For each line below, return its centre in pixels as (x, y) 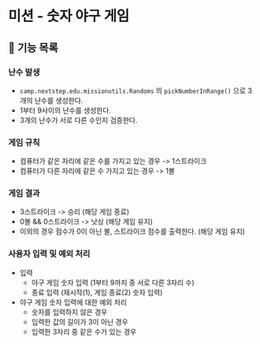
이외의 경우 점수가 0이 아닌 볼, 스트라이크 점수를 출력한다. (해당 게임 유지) (132, 231)
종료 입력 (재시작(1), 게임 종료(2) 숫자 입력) (97, 292)
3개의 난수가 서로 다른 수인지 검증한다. (78, 120)
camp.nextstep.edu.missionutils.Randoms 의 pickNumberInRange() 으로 (133, 91)
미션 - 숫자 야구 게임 (69, 16)
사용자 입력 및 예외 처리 (49, 254)
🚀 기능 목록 (33, 48)
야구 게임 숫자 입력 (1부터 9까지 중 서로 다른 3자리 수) (113, 282)
